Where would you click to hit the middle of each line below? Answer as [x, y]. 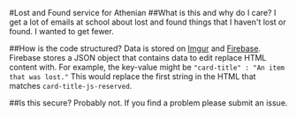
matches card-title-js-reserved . [71, 86]
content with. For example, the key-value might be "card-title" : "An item [147, 67]
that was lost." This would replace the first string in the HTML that [133, 77]
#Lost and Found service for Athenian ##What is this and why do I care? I [143, 13]
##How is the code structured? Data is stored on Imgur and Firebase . [135, 48]
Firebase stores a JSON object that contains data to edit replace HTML [138, 58]
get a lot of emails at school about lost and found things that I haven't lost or [148, 22]
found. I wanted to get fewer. [62, 31]
